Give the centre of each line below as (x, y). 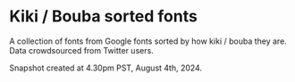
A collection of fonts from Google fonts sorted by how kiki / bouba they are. (148, 41)
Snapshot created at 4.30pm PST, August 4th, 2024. (106, 68)
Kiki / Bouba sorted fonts (104, 16)
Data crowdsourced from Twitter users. (81, 50)
